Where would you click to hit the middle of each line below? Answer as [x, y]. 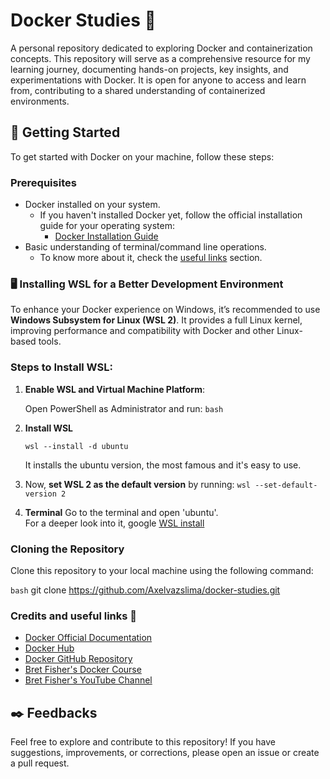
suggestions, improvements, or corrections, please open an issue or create [165, 753]
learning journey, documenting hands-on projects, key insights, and [149, 69]
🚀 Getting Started [65, 132]
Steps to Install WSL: [61, 367]
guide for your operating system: [107, 226]
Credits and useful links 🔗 [74, 616]
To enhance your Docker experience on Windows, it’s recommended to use [165, 310]
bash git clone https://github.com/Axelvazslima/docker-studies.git [145, 590]
